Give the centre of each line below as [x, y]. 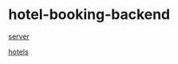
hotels [19, 51]
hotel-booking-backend [89, 15]
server [19, 36]
